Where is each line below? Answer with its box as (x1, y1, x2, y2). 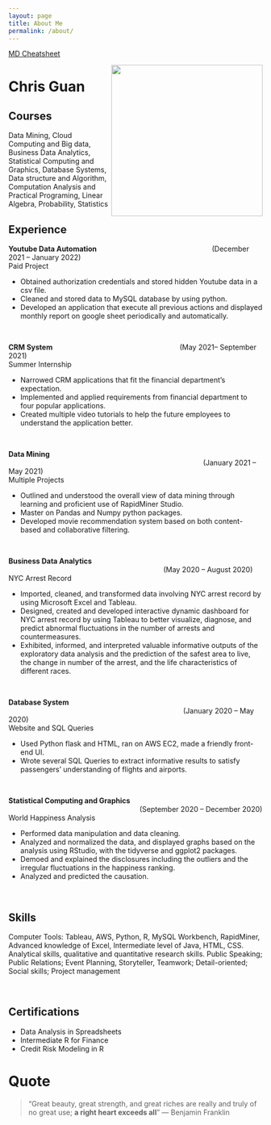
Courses (8, 109, 52, 123)
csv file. (19, 286, 47, 295)
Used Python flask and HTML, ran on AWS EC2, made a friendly (19, 739, 233, 749)
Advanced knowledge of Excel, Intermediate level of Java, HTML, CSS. (8, 941, 244, 950)
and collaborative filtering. (43, 525, 131, 535)
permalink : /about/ (8, 27, 74, 35)
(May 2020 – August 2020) (163, 565, 253, 575)
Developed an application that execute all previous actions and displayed (19, 303, 263, 312)
